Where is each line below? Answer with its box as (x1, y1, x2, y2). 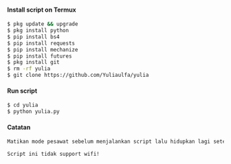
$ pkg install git (7, 59, 60, 66)
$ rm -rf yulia (7, 65, 51, 72)
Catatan (7, 123, 31, 131)
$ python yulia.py (7, 108, 60, 115)
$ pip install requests (7, 40, 76, 47)
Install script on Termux (7, 5, 77, 14)
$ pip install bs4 (7, 33, 60, 40)
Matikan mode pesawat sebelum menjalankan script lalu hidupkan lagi (7, 138, 211, 145)
